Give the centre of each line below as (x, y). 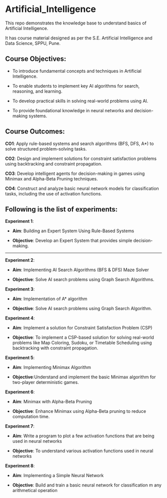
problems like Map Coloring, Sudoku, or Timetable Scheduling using (82, 343)
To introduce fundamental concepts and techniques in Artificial (77, 71)
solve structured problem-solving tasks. (46, 149)
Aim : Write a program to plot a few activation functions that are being (83, 436)
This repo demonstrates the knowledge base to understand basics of (76, 23)
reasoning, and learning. (37, 91)
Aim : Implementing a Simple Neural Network (58, 476)
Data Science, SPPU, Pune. (33, 43)
